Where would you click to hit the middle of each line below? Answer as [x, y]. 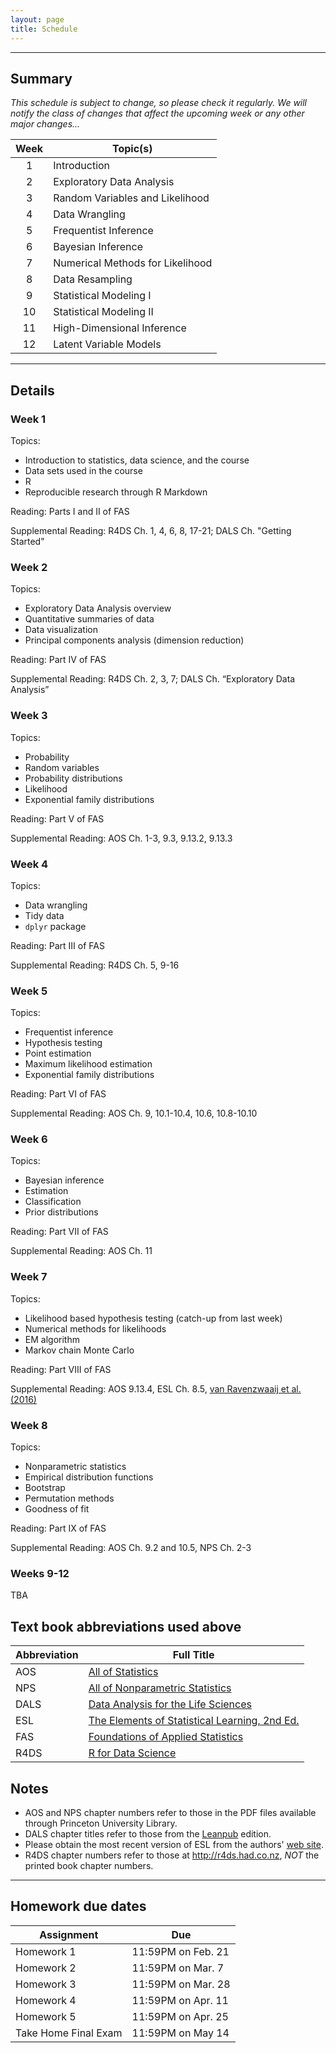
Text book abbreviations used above [126, 1626]
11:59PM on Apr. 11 [180, 2000]
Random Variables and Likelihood [131, 198]
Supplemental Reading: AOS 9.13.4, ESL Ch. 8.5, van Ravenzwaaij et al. [156, 1388]
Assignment [69, 1934]
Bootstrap [45, 1488]
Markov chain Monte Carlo [79, 1350]
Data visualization [61, 630]
